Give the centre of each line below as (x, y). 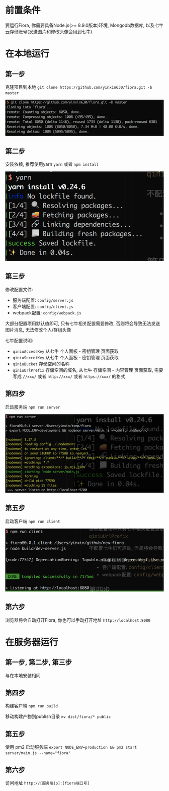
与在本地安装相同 (23, 675)
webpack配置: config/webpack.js (47, 312)
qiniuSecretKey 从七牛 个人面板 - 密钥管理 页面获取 (66, 357)
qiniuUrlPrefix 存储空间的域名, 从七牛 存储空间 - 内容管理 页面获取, (83, 370)
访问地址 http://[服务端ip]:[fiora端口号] (47, 783)
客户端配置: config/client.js (43, 306)
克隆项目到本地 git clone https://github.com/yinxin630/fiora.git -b (79, 87)
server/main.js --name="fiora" (38, 753)
